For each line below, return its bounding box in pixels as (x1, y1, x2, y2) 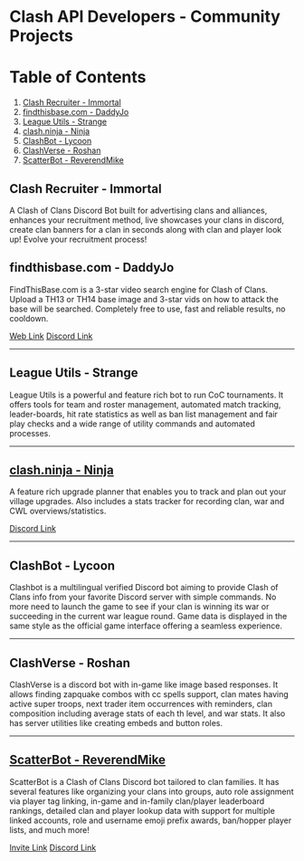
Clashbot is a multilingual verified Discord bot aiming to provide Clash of (9, 582, 279, 593)
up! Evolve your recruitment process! (9, 234, 147, 244)
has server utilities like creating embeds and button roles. (9, 718, 223, 728)
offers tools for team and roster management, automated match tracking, (9, 398, 281, 409)
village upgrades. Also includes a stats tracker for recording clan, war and (9, 496, 285, 507)
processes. (9, 427, 52, 438)
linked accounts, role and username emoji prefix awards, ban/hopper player (9, 815, 292, 826)
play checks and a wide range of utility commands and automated (9, 418, 255, 429)
